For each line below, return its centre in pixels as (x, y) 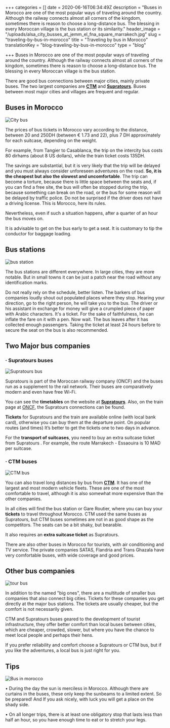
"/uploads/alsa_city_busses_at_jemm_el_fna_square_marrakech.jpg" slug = (83, 34)
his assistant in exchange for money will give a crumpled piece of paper (80, 308)
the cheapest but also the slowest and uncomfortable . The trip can (76, 176)
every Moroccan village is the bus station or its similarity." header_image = (83, 29)
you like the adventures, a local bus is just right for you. (63, 650)
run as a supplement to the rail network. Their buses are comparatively (79, 387)
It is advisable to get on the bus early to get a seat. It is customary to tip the (84, 228)
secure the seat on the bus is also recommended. (57, 330)
